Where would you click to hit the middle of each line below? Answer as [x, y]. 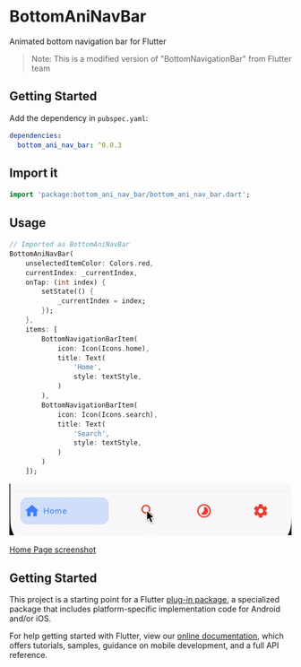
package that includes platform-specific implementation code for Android [145, 609]
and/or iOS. [30, 619]
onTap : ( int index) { [65, 282]
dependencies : [36, 135]
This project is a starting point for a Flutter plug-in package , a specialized [145, 600]
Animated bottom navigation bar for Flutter [88, 41]
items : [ [42, 329]
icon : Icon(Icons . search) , [107, 414]
